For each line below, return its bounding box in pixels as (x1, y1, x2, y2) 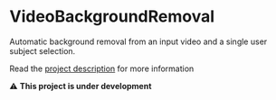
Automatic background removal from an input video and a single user (9, 36, 268, 47)
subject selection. (9, 45, 76, 56)
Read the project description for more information (9, 63, 195, 74)
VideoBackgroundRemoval (9, 6, 215, 27)
